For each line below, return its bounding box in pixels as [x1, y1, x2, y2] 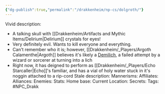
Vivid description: [5, 21, 41, 27]
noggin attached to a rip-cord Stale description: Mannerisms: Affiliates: [12, 73, 159, 79]
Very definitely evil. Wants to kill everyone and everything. [12, 41, 132, 47]
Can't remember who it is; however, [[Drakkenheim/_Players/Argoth [12, 46, 151, 52]
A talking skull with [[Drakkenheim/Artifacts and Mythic [12, 30, 126, 36]
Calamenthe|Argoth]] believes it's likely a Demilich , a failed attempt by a [12, 52, 161, 58]
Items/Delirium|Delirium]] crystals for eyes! [12, 36, 101, 42]
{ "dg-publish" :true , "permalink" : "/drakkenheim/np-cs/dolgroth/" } [5, 7, 144, 12]
